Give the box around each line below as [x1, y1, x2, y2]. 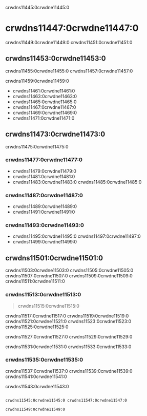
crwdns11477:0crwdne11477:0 [5, 156, 83, 163]
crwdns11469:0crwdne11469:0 [12, 109, 77, 116]
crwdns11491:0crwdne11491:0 [12, 209, 75, 215]
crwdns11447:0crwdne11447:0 [5, 23, 139, 34]
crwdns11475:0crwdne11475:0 [5, 143, 69, 149]
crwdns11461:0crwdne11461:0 [12, 87, 75, 94]
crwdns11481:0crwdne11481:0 [12, 173, 75, 179]
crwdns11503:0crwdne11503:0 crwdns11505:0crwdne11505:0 [5, 267, 134, 274]
